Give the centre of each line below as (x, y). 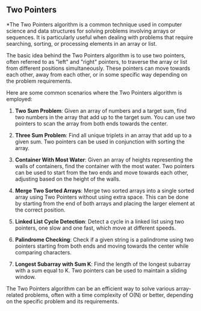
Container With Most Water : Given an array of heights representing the (104, 160)
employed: (19, 99)
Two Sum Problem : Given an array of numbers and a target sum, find (100, 110)
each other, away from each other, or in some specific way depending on (97, 74)
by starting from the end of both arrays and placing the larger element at (105, 203)
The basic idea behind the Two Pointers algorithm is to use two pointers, (96, 55)
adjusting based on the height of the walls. (68, 179)
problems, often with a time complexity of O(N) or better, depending (109, 295)
